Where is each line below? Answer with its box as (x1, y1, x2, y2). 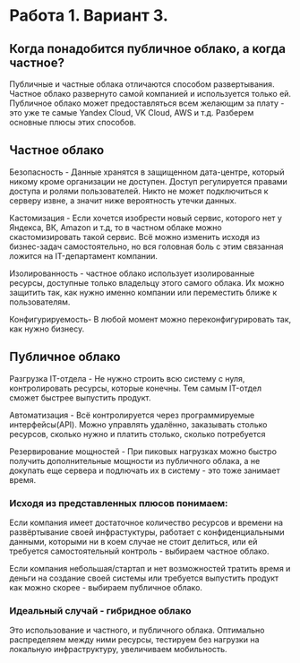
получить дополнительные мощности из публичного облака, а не (9, 455, 261, 466)
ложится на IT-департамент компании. (9, 250, 159, 261)
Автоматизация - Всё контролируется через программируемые (9, 409, 255, 420)
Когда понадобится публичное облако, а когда (9, 41, 287, 56)
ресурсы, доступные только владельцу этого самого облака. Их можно (9, 277, 285, 288)
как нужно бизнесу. (9, 323, 85, 334)
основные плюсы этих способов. (9, 117, 137, 127)
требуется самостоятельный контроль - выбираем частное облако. (9, 546, 270, 556)
